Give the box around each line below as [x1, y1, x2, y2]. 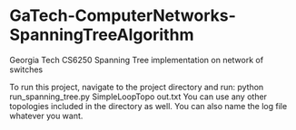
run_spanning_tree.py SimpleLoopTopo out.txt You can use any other [9, 91, 268, 102]
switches [9, 64, 44, 75]
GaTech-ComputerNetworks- [9, 5, 236, 26]
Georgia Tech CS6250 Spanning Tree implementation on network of [9, 54, 264, 65]
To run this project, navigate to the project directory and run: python [9, 81, 264, 92]
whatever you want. [9, 110, 84, 121]
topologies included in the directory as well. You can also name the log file [9, 100, 288, 111]
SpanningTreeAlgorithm [9, 24, 194, 45]
